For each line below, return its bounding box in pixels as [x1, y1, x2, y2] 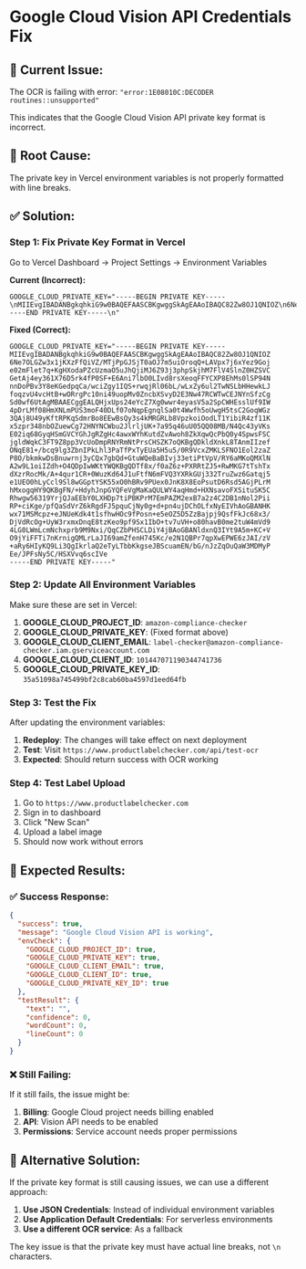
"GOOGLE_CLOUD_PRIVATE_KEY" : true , [25, 953, 161, 962]
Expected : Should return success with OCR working [22, 754, 219, 765]
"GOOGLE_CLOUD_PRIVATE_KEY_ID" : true [25, 979, 169, 988]
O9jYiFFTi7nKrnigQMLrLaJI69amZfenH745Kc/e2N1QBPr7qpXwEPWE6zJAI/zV [9, 533, 271, 542]
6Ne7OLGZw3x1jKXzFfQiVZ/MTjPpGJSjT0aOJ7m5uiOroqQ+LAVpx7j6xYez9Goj [9, 358, 271, 367]
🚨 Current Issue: [9, 62, 104, 78]
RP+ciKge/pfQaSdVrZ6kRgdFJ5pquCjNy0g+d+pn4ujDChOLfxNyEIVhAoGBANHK [9, 501, 271, 510]
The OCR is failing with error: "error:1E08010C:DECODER [9, 87, 214, 97]
